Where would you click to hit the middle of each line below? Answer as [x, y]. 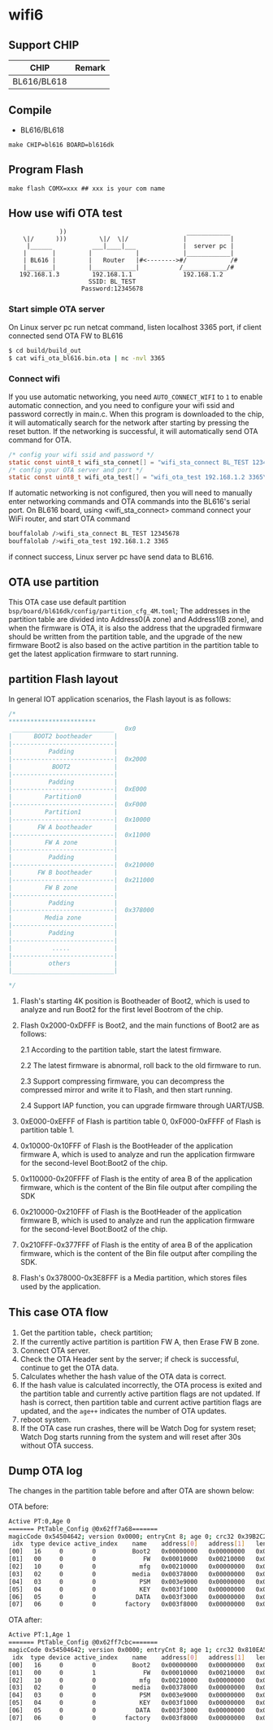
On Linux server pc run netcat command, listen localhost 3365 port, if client [135, 327]
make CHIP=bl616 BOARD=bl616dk [61, 145]
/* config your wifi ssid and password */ [81, 454]
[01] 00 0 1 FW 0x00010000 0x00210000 [127, 1672]
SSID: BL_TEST [112, 282]
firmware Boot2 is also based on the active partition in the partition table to [134, 645]
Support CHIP [44, 45]
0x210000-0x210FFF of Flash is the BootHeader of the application [131, 1212]
